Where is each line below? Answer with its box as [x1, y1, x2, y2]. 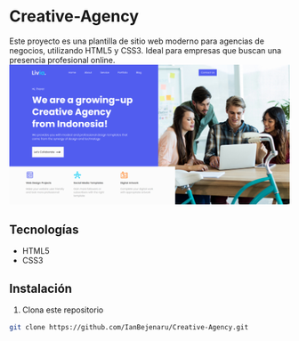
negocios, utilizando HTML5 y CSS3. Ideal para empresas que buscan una [9, 45, 282, 55]
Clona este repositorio [21, 304, 104, 315]
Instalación [9, 280, 73, 296]
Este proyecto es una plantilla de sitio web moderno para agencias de [9, 36, 265, 46]
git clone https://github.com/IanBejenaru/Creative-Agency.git [9, 323, 249, 332]
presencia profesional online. [9, 54, 116, 65]
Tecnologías [9, 222, 79, 237]
